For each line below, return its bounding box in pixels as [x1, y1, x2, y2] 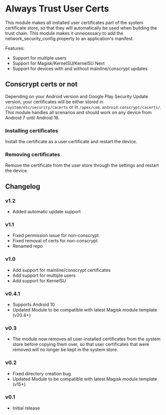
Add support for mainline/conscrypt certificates [12, 267, 111, 273]
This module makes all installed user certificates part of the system [5, 20, 143, 26]
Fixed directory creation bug [12, 370, 71, 376]
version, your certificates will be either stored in [5, 99, 103, 105]
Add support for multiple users [12, 272, 76, 278]
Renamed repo [12, 243, 43, 249]
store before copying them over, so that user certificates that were [12, 341, 149, 347]
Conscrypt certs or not [5, 80, 78, 89]
